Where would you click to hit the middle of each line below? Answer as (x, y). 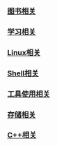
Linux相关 (24, 52)
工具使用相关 (29, 94)
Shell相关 (23, 73)
